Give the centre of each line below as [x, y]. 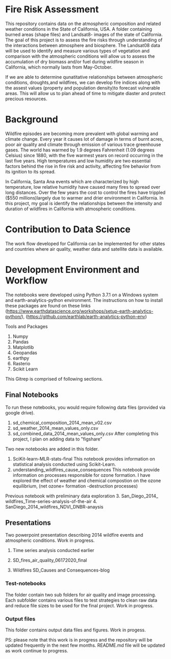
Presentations [28, 523]
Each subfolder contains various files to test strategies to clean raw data [81, 600]
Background [32, 119]
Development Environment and [72, 270]
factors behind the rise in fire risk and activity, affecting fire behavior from [83, 166]
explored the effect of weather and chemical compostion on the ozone [87, 480]
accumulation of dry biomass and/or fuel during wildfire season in [75, 61]
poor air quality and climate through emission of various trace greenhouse [83, 144]
